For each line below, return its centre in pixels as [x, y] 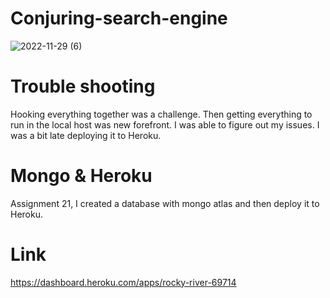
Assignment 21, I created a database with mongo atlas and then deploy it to [165, 203]
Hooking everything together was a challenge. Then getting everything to [161, 114]
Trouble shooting [83, 86]
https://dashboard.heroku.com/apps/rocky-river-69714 [123, 282]
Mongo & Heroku [81, 176]
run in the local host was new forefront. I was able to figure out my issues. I [165, 124]
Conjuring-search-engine [119, 18]
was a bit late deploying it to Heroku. [86, 135]
